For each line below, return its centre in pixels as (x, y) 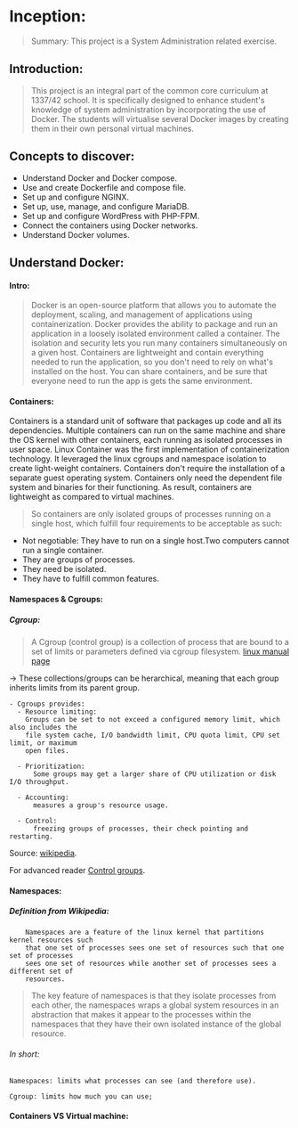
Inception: (48, 16)
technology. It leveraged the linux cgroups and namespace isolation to (138, 459)
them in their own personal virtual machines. (112, 128)
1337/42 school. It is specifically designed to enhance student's (148, 100)
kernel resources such (51, 940)
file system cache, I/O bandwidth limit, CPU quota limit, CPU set (153, 735)
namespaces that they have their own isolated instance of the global (156, 1024)
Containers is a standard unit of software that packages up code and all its (145, 421)
